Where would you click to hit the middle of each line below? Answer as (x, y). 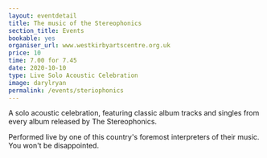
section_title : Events (46, 30)
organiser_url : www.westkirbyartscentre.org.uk (90, 46)
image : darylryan (37, 83)
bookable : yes (32, 38)
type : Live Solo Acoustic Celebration (73, 75)
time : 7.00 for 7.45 (43, 61)
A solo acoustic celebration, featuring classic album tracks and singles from (134, 113)
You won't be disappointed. (53, 146)
